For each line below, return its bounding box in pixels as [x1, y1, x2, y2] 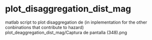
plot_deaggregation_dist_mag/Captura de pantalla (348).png [5, 29, 127, 35]
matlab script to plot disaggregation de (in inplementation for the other [5, 19, 147, 25]
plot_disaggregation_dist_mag [5, 3, 131, 14]
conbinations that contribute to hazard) [5, 24, 84, 30]
